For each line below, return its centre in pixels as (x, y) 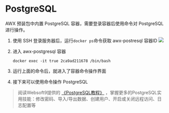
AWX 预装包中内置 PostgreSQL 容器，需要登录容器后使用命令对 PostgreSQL (84, 23)
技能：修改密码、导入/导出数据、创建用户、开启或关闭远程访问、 (90, 99)
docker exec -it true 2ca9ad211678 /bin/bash (61, 61)
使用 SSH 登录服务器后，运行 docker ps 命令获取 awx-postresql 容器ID (85, 41)
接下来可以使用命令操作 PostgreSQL (50, 82)
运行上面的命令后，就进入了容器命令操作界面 (59, 71)
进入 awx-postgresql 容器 (39, 51)
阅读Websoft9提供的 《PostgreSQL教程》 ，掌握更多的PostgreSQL (87, 92)
